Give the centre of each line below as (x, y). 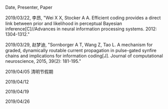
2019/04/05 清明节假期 (29, 71)
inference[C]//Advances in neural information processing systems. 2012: (81, 29)
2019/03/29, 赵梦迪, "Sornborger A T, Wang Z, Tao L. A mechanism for (79, 45)
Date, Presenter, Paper (29, 7)
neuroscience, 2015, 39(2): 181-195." (43, 61)
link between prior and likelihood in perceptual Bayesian (64, 23)
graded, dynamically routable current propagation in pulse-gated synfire (81, 50)
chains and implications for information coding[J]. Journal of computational (84, 56)
